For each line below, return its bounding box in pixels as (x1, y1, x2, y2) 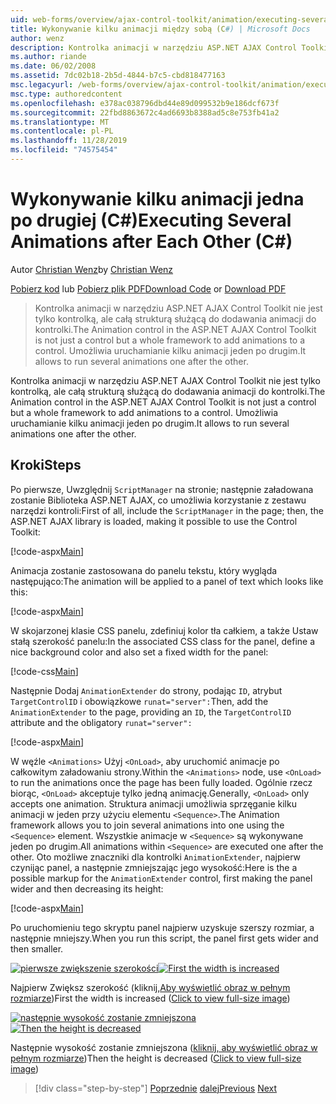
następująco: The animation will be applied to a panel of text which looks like (10, 575, 324, 587)
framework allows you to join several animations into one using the (10, 819, 285, 831)
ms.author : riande (10, 52, 87, 62)
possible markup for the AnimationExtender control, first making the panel (10, 872, 313, 884)
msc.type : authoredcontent (10, 89, 123, 99)
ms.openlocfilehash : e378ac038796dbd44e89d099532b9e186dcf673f (10, 98, 280, 108)
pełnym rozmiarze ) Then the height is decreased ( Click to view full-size (10, 1052, 302, 1064)
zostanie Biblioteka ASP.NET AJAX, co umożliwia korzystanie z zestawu (10, 494, 307, 506)
